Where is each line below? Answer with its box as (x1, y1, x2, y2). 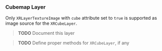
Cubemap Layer (5, 4, 46, 11)
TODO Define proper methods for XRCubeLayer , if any (17, 40, 130, 46)
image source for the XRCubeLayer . (5, 20, 77, 26)
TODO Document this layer (17, 30, 75, 36)
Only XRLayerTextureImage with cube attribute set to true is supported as (5, 15, 157, 21)
